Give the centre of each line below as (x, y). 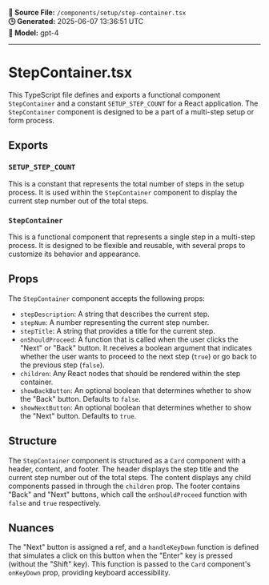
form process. (31, 120)
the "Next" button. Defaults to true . (78, 415)
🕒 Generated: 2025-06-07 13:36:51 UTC (76, 21)
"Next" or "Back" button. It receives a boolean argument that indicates (136, 347)
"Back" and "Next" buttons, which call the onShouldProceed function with (128, 494)
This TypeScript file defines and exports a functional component (114, 94)
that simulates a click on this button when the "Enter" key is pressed (121, 555)
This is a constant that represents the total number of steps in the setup (126, 183)
